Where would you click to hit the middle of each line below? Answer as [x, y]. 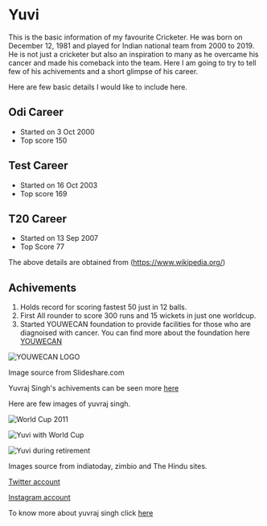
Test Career [38, 166]
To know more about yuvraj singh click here [81, 513]
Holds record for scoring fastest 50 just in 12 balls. [103, 307]
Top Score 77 [42, 246]
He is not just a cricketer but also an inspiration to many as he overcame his [133, 54]
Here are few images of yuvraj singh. [70, 404]
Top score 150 [43, 140]
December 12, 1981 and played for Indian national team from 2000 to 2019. [131, 45]
